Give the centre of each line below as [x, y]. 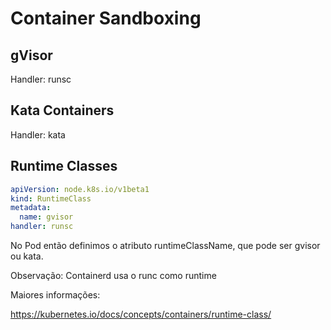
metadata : [31, 208]
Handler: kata [38, 134]
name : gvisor [46, 217]
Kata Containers [62, 110]
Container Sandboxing [106, 18]
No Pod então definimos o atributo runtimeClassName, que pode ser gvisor [165, 245]
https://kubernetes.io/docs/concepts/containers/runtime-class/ [141, 314]
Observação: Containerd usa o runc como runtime [113, 275]
